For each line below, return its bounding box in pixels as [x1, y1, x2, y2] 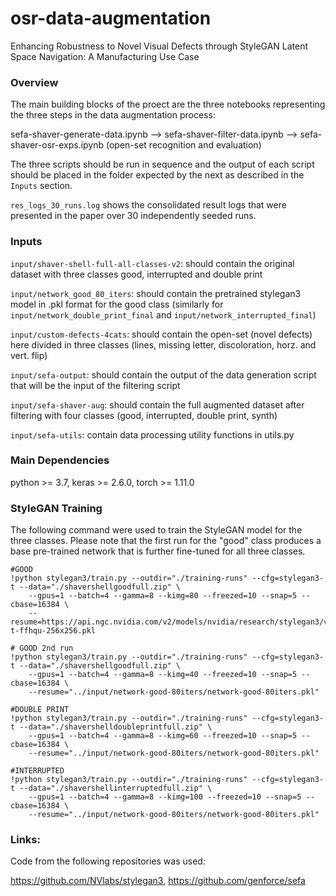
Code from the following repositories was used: [10, 855, 206, 867]
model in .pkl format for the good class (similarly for [10, 298, 224, 310]
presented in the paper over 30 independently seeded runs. [10, 210, 257, 222]
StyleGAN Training [10, 501, 103, 515]
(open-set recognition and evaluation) [106, 139, 262, 151]
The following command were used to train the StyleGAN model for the [10, 524, 303, 536]
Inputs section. [10, 180, 73, 192]
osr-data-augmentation [10, 7, 212, 30]
